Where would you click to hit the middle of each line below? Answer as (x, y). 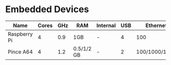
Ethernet (156, 25)
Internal (106, 25)
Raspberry (20, 34)
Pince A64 (20, 52)
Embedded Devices (47, 9)
